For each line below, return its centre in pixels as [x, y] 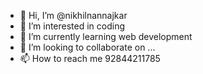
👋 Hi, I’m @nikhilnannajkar [73, 15]
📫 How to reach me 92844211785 [90, 58]
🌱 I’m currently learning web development [106, 36]
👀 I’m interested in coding [72, 26]
